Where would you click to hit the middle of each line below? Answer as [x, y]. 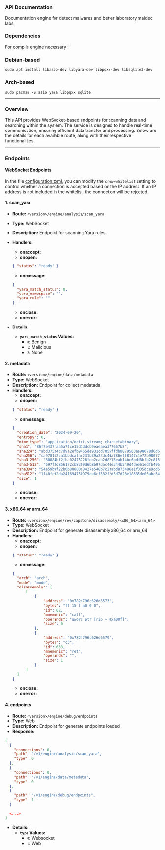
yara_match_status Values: [47, 337]
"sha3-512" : [29, 465]
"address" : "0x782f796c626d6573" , [79, 601]
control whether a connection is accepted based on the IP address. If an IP [81, 186]
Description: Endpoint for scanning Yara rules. [59, 232]
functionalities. [20, 141]
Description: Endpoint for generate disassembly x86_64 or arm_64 [80, 530]
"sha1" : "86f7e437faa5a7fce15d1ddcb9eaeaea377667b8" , [73, 446]
